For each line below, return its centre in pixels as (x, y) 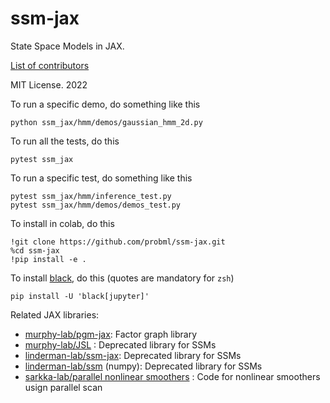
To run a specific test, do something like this (101, 178)
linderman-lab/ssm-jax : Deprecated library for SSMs (133, 355)
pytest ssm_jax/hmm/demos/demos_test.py (96, 205)
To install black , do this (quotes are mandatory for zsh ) (122, 278)
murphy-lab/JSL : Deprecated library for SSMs (120, 344)
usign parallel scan (63, 387)
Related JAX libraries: (55, 314)
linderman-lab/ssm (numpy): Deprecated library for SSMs (143, 366)
